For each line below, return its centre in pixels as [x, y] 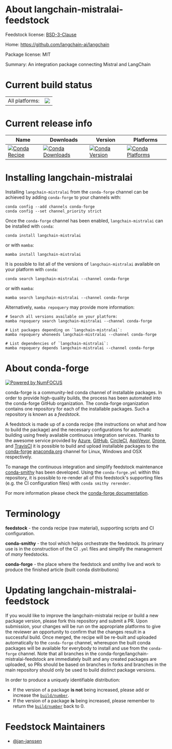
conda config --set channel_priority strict [53, 211]
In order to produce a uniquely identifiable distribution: [63, 680]
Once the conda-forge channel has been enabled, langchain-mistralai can [84, 220]
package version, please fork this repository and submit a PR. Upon [77, 621]
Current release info [49, 124]
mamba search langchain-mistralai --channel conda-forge [67, 298]
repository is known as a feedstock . [43, 414]
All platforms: [24, 100]
